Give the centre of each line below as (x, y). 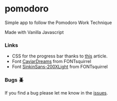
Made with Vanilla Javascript (34, 32)
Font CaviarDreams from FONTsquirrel (51, 61)
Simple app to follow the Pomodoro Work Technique (58, 22)
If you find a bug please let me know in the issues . (56, 92)
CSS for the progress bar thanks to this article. (60, 56)
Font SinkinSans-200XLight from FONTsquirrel (60, 67)
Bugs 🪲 (14, 80)
